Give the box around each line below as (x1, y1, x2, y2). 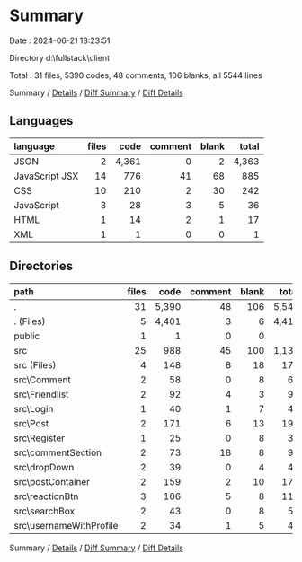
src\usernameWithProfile (13, 519, 119, 531)
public (13, 329, 40, 342)
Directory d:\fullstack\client (9, 52, 111, 63)
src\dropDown (13, 461, 75, 473)
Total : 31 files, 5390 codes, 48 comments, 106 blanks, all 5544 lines (9, 69, 262, 81)
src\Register (13, 432, 66, 444)
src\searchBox (13, 505, 75, 517)
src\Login (13, 402, 54, 415)
